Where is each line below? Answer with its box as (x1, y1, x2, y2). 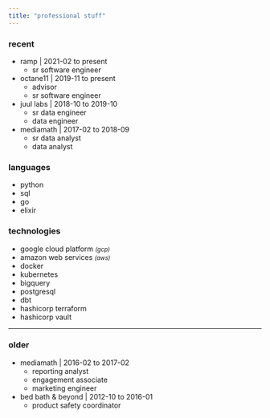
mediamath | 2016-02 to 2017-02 (19, 358, 130, 367)
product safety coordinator (31, 400, 121, 410)
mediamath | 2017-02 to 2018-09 (19, 124, 130, 134)
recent (8, 38, 35, 49)
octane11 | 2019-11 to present (19, 73, 117, 83)
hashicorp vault (19, 312, 72, 322)
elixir (19, 205, 37, 215)
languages (8, 161, 51, 172)
